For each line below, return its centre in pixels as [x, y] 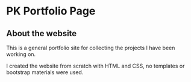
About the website [42, 33]
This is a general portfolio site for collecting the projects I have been [91, 48]
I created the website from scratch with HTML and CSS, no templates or [95, 66]
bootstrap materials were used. [45, 72]
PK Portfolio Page [51, 11]
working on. [21, 54]
